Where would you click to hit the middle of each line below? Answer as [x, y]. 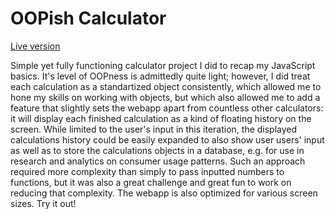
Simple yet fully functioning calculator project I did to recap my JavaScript [163, 65]
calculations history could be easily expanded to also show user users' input [167, 139]
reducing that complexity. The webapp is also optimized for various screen [164, 193]
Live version [35, 46]
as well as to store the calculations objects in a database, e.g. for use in [157, 150]
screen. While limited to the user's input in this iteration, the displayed [154, 129]
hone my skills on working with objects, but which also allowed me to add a [165, 97]
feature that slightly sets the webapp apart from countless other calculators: [167, 108]
